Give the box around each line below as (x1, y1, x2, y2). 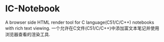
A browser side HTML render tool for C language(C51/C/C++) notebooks (5, 19, 155, 25)
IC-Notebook (5, 3, 60, 14)
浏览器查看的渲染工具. (5, 31, 51, 37)
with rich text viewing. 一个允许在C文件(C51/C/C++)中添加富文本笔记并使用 (5, 25, 160, 31)
